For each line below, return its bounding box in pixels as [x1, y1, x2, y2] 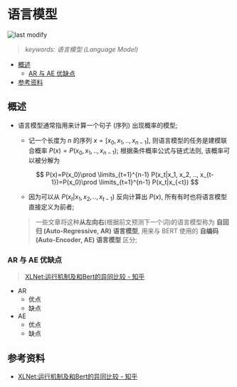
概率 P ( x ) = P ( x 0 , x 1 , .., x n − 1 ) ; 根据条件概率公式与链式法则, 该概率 [34, 146, 224, 156]
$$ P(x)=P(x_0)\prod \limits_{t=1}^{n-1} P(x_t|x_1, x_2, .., [36, 170, 199, 179]
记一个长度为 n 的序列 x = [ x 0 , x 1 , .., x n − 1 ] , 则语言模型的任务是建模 [28, 136, 221, 146]
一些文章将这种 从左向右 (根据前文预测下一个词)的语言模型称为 [35, 218, 215, 227]
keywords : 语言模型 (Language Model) [24, 45, 139, 53]
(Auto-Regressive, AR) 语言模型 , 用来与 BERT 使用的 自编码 [43, 227, 219, 235]
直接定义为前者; [28, 203, 75, 212]
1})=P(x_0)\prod [51, 178, 98, 187]
